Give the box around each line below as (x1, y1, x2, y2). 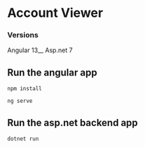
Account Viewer (7, 5, 104, 21)
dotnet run (7, 135, 39, 142)
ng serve (7, 97, 33, 105)
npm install (7, 85, 42, 92)
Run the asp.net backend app (7, 116, 138, 128)
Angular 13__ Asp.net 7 (7, 46, 73, 54)
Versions (7, 30, 39, 40)
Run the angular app (7, 66, 97, 78)
